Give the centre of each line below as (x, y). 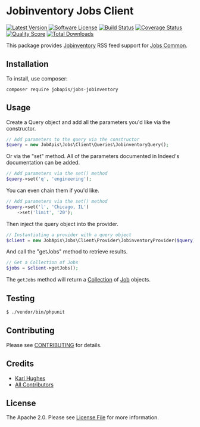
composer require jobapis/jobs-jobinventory (62, 89)
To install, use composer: (37, 78)
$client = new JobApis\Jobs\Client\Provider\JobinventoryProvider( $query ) (101, 240)
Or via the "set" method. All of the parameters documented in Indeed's (93, 156)
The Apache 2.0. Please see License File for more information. (82, 417)
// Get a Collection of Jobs (42, 263)
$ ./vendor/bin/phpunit (36, 312)
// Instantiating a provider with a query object (69, 235)
